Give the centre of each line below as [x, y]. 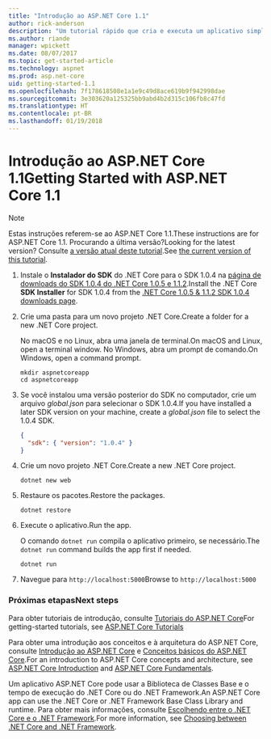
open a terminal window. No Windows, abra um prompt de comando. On [139, 349]
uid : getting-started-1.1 [52, 83]
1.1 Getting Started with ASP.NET [118, 178]
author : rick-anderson [46, 23]
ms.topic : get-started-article [61, 61]
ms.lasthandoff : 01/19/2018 [56, 121]
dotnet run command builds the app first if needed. [106, 550]
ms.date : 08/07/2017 [43, 53]
